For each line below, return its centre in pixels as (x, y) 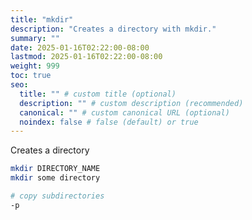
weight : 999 (35, 66)
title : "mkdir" (42, 19)
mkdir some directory (55, 178)
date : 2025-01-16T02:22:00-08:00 (80, 47)
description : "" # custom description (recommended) (131, 103)
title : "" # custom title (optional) (98, 94)
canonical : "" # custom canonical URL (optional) (124, 112)
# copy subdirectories (57, 196)
